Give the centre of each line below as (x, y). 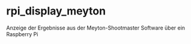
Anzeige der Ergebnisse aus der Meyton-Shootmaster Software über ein (95, 28)
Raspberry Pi (22, 34)
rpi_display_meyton (56, 11)
